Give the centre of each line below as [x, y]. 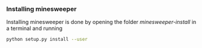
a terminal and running [34, 28]
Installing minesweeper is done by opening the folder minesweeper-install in [101, 22]
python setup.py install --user [47, 40]
